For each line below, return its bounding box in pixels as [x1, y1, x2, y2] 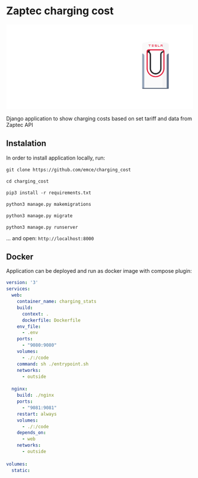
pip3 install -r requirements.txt [6, 190, 92, 196]
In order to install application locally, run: [6, 154, 106, 161]
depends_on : [17, 430, 46, 436]
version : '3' [6, 280, 39, 286]
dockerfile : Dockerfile [21, 317, 81, 323]
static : [11, 467, 31, 473]
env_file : [17, 323, 41, 330]
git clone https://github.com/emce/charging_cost [6, 167, 132, 173]
